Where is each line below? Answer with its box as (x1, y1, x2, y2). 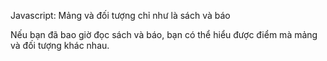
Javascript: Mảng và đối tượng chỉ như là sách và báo (10, 10, 231, 21)
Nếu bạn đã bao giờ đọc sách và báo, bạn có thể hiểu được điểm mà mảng (10, 29, 318, 40)
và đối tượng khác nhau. (10, 40, 110, 51)
